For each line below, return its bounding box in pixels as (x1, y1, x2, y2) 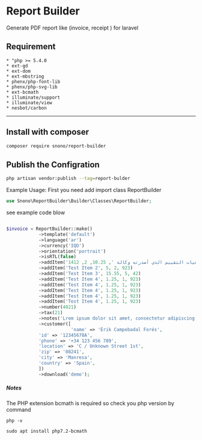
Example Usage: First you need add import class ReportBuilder (6, 187, 162, 194)
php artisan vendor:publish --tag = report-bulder (6, 176, 130, 182)
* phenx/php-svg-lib (6, 84, 58, 90)
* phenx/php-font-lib (6, 78, 61, 85)
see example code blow (6, 209, 65, 216)
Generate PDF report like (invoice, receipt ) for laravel (6, 24, 139, 31)
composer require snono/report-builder (6, 143, 106, 149)
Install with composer (6, 127, 89, 137)
